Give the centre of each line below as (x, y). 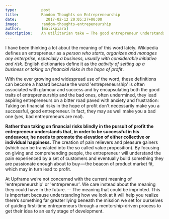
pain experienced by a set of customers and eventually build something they (84, 158)
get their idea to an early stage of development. (55, 211)
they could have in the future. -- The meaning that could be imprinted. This (83, 189)
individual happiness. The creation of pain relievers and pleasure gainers (82, 142)
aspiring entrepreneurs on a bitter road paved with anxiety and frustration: (82, 100)
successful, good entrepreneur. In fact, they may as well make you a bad (80, 111)
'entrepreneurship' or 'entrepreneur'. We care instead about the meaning (80, 184)
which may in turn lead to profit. (38, 169)
